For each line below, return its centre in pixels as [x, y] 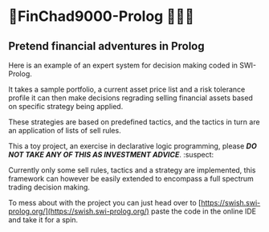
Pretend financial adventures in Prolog [106, 46]
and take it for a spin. [43, 220]
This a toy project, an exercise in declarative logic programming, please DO [132, 146]
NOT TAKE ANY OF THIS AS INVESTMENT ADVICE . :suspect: [111, 155]
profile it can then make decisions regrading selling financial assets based [130, 98]
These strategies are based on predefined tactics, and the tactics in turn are [134, 122]
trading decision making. [49, 187]
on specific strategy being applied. [66, 106]
